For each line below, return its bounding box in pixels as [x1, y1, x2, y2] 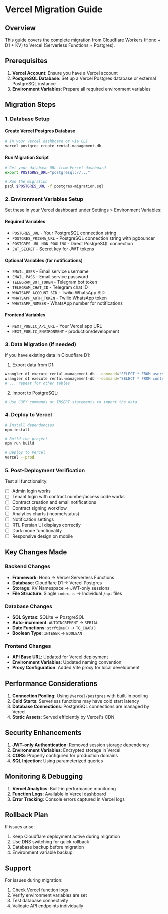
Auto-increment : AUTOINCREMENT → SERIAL [12, 619, 98, 625]
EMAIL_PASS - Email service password [12, 274, 88, 280]
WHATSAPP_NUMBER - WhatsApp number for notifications [12, 300, 123, 306]
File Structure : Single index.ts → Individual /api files [12, 590, 122, 596]
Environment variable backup [12, 849, 73, 855]
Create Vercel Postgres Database [5, 128, 76, 134]
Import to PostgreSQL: [12, 390, 59, 396]
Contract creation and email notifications [12, 499, 96, 505]
